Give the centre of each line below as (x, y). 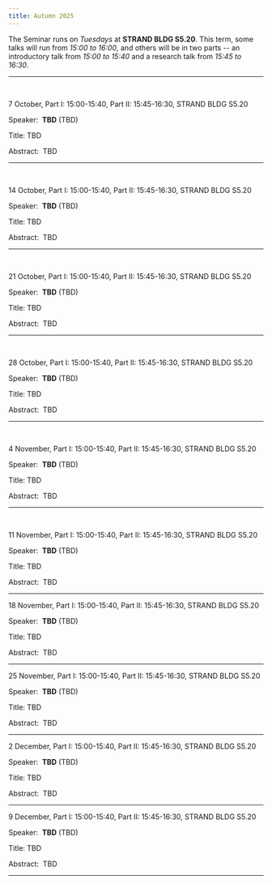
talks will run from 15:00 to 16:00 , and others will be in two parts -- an (124, 47)
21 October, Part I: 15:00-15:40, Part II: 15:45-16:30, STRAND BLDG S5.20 (130, 276)
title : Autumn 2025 (41, 16)
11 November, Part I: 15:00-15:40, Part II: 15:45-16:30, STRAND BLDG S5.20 (133, 534)
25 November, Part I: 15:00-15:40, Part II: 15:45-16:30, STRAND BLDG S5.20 (134, 676)
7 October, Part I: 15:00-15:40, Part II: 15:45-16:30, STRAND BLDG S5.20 (128, 104)
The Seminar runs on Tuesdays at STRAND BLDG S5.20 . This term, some (131, 39)
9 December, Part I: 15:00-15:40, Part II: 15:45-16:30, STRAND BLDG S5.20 (132, 817)
